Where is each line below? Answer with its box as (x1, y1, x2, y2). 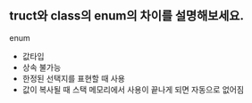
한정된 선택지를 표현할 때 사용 (21, 73, 125, 83)
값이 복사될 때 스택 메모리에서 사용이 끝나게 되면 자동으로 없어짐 (21, 83, 244, 95)
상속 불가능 (21, 61, 62, 73)
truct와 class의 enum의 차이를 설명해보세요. (9, 8, 244, 24)
